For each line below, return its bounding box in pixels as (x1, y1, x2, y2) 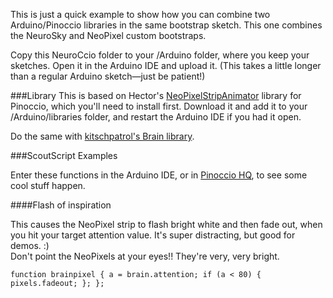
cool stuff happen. (10, 180, 86, 191)
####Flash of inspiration (10, 199, 112, 211)
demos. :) (10, 240, 50, 251)
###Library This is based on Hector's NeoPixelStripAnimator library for (10, 90, 302, 101)
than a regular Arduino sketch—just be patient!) (10, 70, 206, 82)
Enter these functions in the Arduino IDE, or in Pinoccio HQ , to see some (10, 169, 308, 181)
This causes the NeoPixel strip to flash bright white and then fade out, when (10, 219, 323, 230)
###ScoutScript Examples (10, 150, 118, 161)
